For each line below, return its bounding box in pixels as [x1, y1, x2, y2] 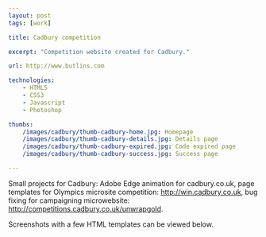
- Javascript [22, 99, 66, 107]
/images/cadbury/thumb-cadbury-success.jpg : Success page [22, 150, 218, 158]
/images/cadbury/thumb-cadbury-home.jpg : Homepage [22, 128, 194, 136]
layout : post [8, 11, 52, 20]
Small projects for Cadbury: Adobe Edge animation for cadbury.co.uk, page [8, 178, 255, 188]
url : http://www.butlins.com [8, 62, 105, 70]
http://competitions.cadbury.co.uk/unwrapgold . [8, 204, 164, 213]
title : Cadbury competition [8, 33, 102, 41]
